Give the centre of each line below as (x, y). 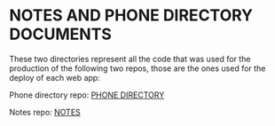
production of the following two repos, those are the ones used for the (137, 68)
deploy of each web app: (55, 77)
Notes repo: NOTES (45, 112)
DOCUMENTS (61, 34)
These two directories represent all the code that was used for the (130, 59)
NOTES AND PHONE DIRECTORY (131, 16)
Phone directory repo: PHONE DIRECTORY (87, 95)
